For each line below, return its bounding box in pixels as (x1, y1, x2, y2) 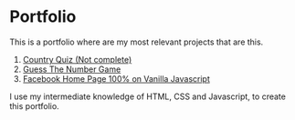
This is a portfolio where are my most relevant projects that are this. (9, 36, 264, 47)
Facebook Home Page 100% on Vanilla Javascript (22, 73, 210, 84)
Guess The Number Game (22, 64, 121, 75)
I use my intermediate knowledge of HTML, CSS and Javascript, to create (9, 91, 286, 102)
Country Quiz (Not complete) (22, 54, 132, 65)
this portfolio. (9, 100, 59, 111)
